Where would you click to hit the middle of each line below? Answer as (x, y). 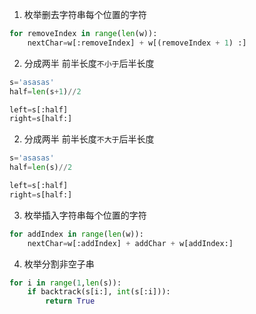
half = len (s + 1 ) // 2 (45, 91)
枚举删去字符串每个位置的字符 (85, 14)
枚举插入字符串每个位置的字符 (85, 215)
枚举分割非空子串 (59, 264)
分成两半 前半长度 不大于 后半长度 (89, 139)
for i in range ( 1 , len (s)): (65, 283)
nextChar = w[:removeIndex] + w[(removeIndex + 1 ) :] (137, 43)
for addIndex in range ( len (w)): (76, 234)
